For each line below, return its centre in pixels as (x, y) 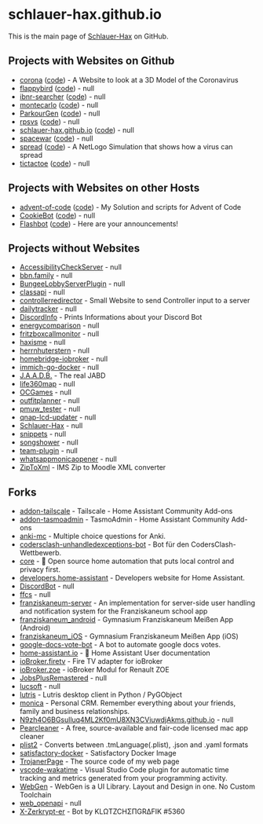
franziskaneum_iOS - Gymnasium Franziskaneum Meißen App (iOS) (129, 636)
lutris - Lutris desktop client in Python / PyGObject (101, 695)
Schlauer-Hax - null (51, 426)
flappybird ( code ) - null (57, 88)
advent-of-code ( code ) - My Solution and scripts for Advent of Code (130, 207)
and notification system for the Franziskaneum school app (113, 611)
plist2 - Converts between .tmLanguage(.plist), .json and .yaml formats (134, 745)
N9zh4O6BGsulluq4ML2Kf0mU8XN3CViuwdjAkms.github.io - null (126, 720)
